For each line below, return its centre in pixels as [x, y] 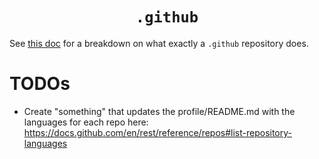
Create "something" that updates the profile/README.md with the [159, 111]
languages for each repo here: [86, 122]
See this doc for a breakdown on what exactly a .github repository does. [159, 43]
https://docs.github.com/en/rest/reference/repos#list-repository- [157, 132]
